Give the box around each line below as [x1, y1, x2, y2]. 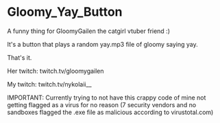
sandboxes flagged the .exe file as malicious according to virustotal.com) [7, 108, 214, 116]
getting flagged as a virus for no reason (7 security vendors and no [7, 100, 197, 109]
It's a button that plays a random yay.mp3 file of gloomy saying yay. [7, 40, 198, 48]
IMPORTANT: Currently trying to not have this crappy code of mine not [7, 93, 206, 102]
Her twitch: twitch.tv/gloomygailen [7, 67, 104, 75]
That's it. [7, 53, 32, 62]
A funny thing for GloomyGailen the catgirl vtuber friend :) [7, 27, 170, 35]
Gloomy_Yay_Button [7, 4, 123, 20]
